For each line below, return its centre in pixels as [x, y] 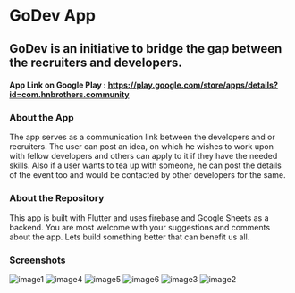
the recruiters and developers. [96, 62]
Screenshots [38, 260]
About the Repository [57, 198]
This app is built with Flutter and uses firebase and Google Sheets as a [139, 218]
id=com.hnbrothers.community [69, 95]
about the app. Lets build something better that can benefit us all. [130, 237]
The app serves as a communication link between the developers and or [142, 137]
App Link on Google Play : [58, 85]
